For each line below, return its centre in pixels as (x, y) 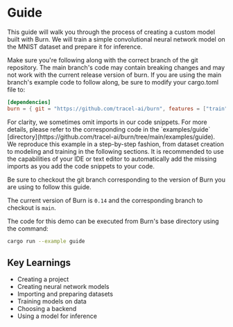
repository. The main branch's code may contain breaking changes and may (116, 67)
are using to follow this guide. (49, 187)
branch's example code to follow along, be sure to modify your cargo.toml (113, 82)
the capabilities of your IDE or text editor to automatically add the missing (112, 159)
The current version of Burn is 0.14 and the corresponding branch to (105, 200)
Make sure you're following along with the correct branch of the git (103, 60)
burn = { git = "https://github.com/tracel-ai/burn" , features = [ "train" (118, 109)
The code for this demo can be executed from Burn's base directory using (113, 221)
